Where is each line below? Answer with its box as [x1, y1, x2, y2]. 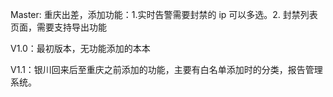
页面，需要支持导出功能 [10, 21, 107, 33]
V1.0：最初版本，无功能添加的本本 [10, 43, 151, 54]
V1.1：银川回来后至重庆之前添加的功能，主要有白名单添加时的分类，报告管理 [10, 64, 323, 75]
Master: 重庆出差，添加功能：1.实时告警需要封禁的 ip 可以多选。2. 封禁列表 [10, 9, 318, 20]
